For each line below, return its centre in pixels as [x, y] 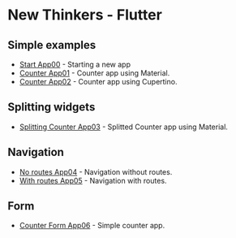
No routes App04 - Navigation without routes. [96, 171]
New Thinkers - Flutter [85, 15]
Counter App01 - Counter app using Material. [94, 73]
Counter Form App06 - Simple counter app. [92, 226]
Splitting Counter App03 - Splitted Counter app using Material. [124, 127]
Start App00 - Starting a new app [75, 64]
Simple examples [52, 45]
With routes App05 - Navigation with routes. [93, 180]
